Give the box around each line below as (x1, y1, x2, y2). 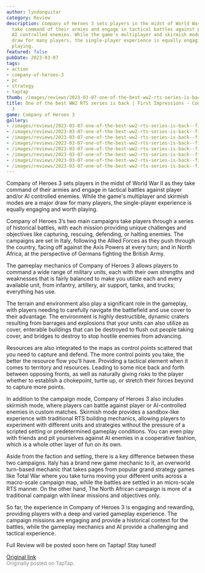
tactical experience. (6, 529, 56, 537)
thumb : (6, 94, 23, 101)
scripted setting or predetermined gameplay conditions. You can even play (6, 428, 194, 435)
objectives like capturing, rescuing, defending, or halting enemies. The (6, 230, 184, 238)
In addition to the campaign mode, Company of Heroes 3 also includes (6, 395, 184, 403)
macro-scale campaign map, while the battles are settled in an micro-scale (6, 479, 195, 486)
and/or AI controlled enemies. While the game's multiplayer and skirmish (6, 192, 189, 200)
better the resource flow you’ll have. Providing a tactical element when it (6, 357, 188, 365)
